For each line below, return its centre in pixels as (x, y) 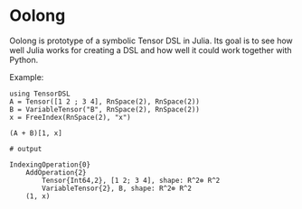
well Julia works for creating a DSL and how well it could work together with (151, 50)
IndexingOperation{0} (50, 164)
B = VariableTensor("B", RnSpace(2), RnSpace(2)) (105, 109)
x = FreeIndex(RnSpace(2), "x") (70, 117)
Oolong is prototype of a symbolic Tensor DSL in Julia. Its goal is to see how (151, 41)
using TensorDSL (40, 94)
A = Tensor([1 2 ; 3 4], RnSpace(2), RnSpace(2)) (105, 101)
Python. (24, 59)
